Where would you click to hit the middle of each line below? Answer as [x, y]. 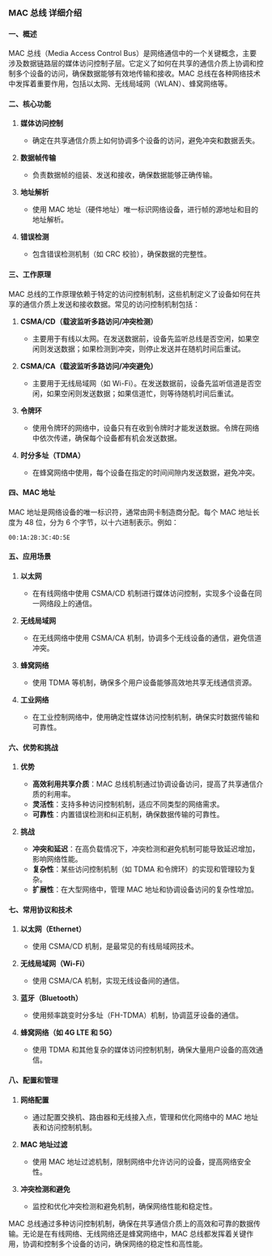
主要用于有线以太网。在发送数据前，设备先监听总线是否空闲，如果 [142, 338]
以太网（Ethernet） [53, 929]
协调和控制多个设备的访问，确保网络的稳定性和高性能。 [115, 1244]
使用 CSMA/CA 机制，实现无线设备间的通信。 [108, 981]
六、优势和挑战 [33, 747]
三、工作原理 [30, 274]
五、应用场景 [30, 557]
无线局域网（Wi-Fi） [54, 964]
